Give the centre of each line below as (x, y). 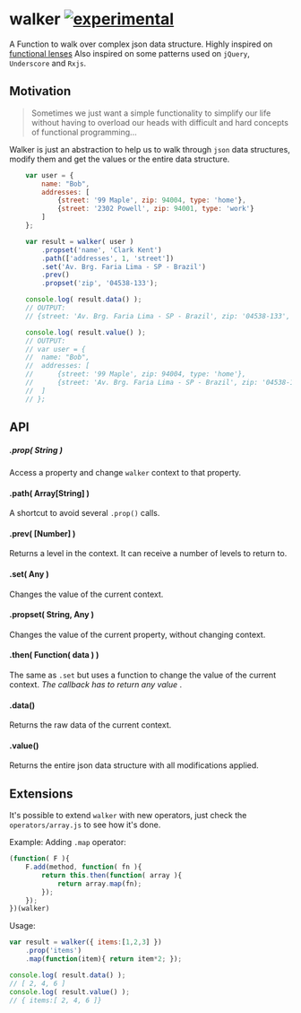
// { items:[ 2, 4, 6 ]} (56, 1000)
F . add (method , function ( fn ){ (84, 867)
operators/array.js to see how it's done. (85, 825)
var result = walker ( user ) (80, 241)
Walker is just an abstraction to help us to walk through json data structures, (150, 149)
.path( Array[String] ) (49, 493)
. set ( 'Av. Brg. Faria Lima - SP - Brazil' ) (124, 266)
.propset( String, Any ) (52, 615)
